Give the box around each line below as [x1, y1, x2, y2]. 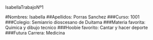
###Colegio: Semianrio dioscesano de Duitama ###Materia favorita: [5, 19, 146, 25]
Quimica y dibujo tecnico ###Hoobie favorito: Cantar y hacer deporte [5, 24, 148, 30]
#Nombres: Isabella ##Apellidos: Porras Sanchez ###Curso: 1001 [5, 14, 140, 19]
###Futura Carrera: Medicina [5, 30, 65, 35]
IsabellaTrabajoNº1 [5, 4, 44, 10]
